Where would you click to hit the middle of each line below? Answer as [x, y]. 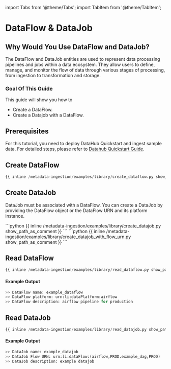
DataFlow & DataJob [49, 28]
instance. [15, 216]
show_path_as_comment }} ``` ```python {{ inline [55, 231]
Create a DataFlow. [33, 110]
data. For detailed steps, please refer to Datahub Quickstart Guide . [75, 149]
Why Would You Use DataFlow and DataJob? [78, 47]
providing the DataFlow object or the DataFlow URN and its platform [76, 210]
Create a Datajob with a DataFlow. [48, 115]
